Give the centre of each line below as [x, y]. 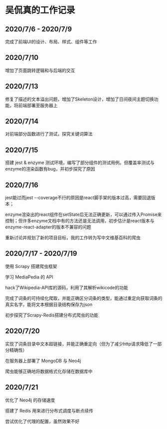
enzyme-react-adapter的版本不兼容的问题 [48, 227]
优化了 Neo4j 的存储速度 [30, 400]
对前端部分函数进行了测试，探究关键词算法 [49, 134]
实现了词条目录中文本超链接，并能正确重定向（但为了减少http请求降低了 [79, 343]
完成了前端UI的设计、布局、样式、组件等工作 [51, 41]
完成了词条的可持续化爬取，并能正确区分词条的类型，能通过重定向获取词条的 [84, 298]
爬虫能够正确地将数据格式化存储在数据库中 [49, 371]
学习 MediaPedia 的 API [29, 277]
